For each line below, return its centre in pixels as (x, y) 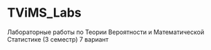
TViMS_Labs (44, 13)
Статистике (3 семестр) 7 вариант (58, 39)
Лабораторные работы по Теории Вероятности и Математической (106, 32)
